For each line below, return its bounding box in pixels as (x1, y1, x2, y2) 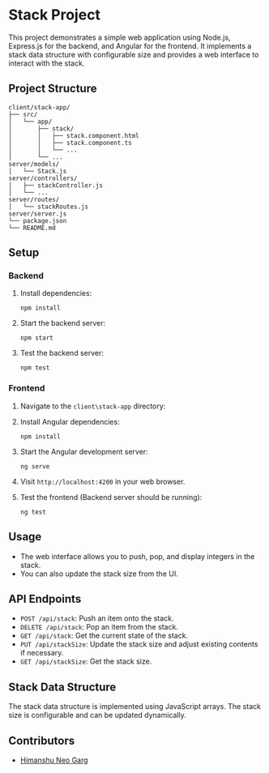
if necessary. (19, 648, 64, 658)
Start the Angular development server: (19, 446, 148, 456)
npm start (19, 334, 54, 342)
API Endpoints (8, 591, 82, 605)
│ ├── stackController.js (8, 181, 104, 190)
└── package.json (8, 216, 67, 224)
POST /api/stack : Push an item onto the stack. (19, 613, 174, 623)
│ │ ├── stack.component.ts (8, 139, 132, 147)
